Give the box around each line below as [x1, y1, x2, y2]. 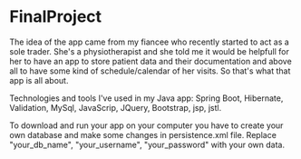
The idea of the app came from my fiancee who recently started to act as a [9, 36, 290, 47]
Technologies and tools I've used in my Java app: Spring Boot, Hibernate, [9, 93, 284, 104]
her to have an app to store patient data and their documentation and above [9, 55, 292, 66]
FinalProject [9, 6, 102, 27]
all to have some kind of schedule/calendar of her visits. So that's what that [9, 65, 291, 76]
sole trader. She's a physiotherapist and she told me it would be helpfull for [9, 45, 290, 56]
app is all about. [9, 75, 69, 85]
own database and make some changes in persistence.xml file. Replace [9, 129, 277, 140]
